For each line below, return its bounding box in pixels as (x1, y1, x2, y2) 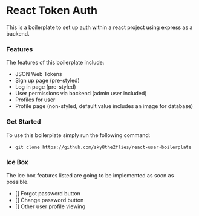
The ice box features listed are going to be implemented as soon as (6, 171, 174, 179)
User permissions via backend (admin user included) (15, 90, 147, 97)
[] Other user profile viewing (15, 203, 86, 210)
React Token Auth (6, 4, 98, 17)
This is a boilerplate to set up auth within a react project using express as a (6, 24, 193, 31)
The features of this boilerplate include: (6, 59, 105, 66)
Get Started (6, 118, 41, 126)
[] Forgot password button (15, 189, 80, 197)
